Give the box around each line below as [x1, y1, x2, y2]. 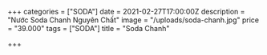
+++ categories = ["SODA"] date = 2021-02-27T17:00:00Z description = [7, 7, 245, 16]
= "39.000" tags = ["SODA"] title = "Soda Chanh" [7, 24, 170, 33]
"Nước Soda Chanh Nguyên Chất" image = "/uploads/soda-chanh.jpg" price [7, 15, 260, 25]
